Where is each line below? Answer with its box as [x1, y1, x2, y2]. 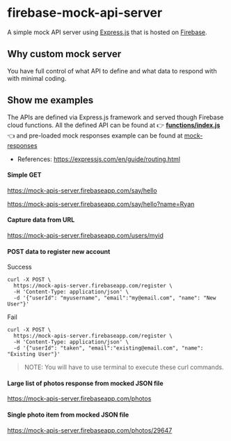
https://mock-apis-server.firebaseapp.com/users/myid [7, 231, 164, 239]
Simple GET [7, 171, 42, 179]
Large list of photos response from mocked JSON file [7, 379, 164, 387]
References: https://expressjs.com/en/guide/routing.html [17, 155, 181, 163]
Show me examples [7, 94, 94, 106]
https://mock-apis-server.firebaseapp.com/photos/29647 [7, 426, 173, 434]
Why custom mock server [7, 48, 122, 60]
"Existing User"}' [7, 351, 61, 358]
